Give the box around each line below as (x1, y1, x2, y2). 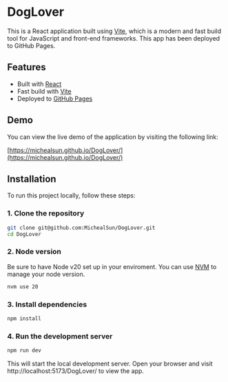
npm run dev (7, 347, 41, 354)
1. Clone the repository (7, 209, 85, 218)
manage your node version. (7, 270, 85, 278)
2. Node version (7, 247, 62, 257)
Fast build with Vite (17, 87, 72, 95)
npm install (7, 315, 41, 322)
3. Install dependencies (7, 299, 87, 309)
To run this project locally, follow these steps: (7, 191, 136, 200)
